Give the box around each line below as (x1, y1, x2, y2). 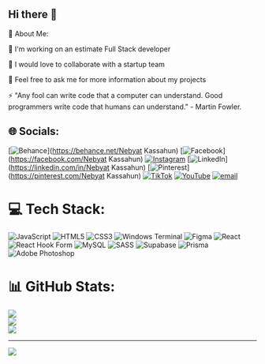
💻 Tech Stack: (8, 200, 106, 218)
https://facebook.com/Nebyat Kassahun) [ (10, 154, 191, 163)
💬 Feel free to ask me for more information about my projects (8, 74, 207, 84)
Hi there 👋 (8, 8, 58, 21)
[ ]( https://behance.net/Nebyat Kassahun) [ (8, 145, 184, 155)
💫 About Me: (8, 28, 49, 38)
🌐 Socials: (8, 125, 60, 138)
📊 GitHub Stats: (8, 277, 116, 295)
